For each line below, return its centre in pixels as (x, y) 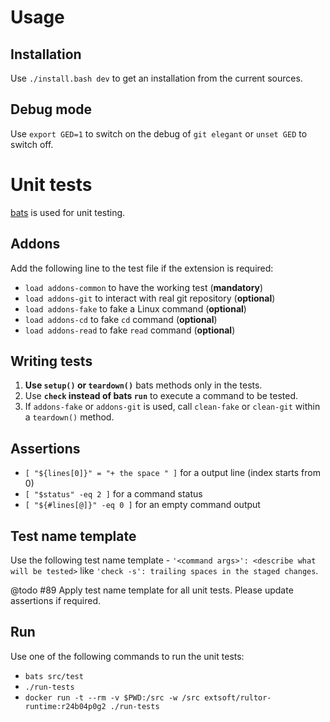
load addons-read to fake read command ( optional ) (130, 330)
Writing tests (51, 361)
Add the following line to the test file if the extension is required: (142, 268)
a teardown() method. (69, 417)
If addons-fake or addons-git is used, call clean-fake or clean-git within (172, 407)
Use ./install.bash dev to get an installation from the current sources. (156, 78)
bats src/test (54, 676)
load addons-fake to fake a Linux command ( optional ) (135, 308)
